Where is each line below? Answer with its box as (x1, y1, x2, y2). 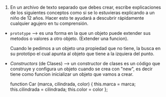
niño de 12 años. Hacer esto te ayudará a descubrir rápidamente (10, 15, 144, 21)
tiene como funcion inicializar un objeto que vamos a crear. (10, 71, 134, 77)
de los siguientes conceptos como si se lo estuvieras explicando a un (10, 10, 155, 16)
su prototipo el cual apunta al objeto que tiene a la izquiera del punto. (10, 51, 154, 57)
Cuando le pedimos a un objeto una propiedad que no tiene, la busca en (10, 45, 161, 51)
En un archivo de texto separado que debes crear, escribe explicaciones (10, 5, 161, 10)
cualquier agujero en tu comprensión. (10, 20, 89, 26)
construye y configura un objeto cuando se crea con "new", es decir (10, 66, 153, 72)
